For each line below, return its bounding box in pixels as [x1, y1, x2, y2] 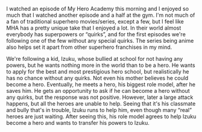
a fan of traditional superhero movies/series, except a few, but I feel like [6, 18, 184, 25]
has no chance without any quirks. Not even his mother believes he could [6, 75, 189, 81]
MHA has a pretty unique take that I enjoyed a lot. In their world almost [6, 24, 181, 31]
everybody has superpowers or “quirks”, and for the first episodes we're [6, 31, 186, 38]
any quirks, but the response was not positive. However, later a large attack [6, 93, 194, 101]
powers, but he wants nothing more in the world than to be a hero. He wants [6, 61, 195, 69]
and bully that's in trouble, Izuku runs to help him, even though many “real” [6, 107, 192, 113]
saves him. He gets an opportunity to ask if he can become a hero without [6, 87, 190, 94]
